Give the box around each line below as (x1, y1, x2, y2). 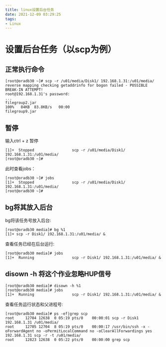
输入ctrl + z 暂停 (5, 138, 39, 144)
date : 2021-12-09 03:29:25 (5, 12, 61, 17)
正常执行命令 (5, 65, 45, 73)
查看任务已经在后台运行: (5, 241, 55, 247)
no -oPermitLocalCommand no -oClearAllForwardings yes (36, 328, 153, 334)
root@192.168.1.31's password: (5, 92, 70, 97)
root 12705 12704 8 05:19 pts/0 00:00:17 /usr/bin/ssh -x (5, 324, 146, 329)
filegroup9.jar (5, 109, 37, 114)
